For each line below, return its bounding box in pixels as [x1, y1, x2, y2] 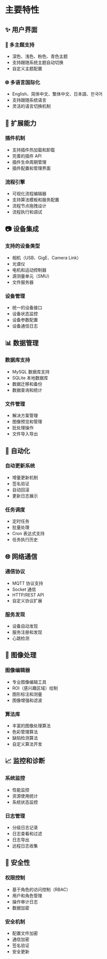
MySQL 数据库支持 [12, 369, 50, 375]
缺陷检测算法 [12, 735, 38, 741]
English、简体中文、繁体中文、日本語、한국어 [12, 91, 103, 97]
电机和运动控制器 [12, 267, 47, 273]
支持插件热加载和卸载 [12, 147, 55, 153]
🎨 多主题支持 [5, 41, 35, 48]
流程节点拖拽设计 [12, 203, 47, 209]
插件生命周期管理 [12, 159, 47, 165]
